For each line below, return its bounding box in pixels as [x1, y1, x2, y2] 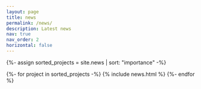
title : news [6, 14, 36, 20]
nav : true [6, 31, 31, 37]
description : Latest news [6, 25, 71, 32]
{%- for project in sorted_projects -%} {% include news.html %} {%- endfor [6, 70, 195, 78]
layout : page [6, 8, 39, 15]
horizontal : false [6, 43, 53, 49]
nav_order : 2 [6, 37, 39, 43]
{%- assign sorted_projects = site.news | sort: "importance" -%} [6, 58, 167, 66]
